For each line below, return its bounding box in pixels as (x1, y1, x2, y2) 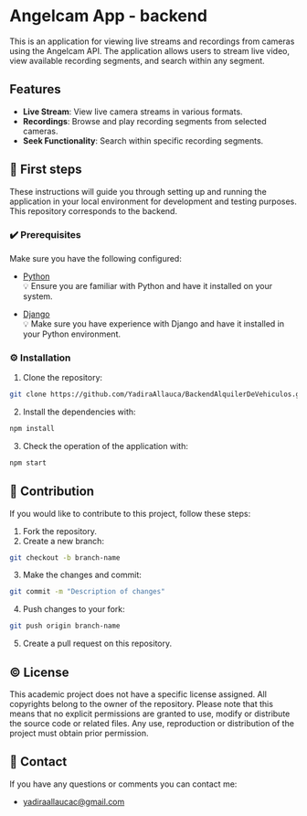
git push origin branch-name (9, 621, 121, 631)
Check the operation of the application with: (22, 440, 189, 451)
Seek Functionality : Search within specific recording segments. (22, 134, 264, 146)
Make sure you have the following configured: (9, 252, 183, 263)
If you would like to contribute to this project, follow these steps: (9, 508, 251, 519)
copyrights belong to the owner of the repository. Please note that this (9, 699, 274, 710)
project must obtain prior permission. (9, 728, 149, 739)
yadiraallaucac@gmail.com (22, 796, 125, 807)
